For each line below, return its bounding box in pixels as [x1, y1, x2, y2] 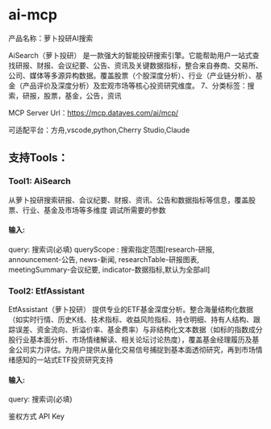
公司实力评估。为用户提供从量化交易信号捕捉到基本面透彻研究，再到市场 [15, 345, 256, 355]
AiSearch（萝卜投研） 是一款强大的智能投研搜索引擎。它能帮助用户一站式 [8, 50, 252, 60]
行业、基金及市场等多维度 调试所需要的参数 [22, 205, 166, 214]
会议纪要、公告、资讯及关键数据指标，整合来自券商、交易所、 [57, 60, 263, 70]
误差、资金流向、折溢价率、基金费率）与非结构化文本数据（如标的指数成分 [15, 325, 263, 335]
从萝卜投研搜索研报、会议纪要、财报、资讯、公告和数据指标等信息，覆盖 [8, 195, 248, 205]
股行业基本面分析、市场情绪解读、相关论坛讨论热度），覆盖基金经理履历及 [8, 335, 252, 344]
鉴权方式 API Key [8, 411, 65, 421]
